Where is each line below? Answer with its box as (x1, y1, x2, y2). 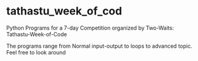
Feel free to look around (6, 48, 66, 56)
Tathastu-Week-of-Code (6, 30, 67, 37)
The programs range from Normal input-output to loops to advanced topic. (6, 42, 193, 50)
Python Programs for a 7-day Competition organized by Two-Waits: (6, 24, 174, 31)
